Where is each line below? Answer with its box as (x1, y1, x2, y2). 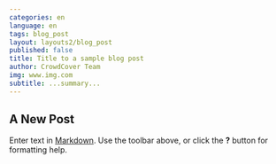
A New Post (9, 112, 75, 127)
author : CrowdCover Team (9, 63, 101, 72)
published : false (9, 46, 73, 55)
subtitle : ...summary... (9, 79, 101, 88)
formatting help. (9, 144, 68, 155)
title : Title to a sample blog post (9, 54, 144, 63)
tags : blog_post (9, 29, 69, 38)
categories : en (9, 12, 65, 22)
